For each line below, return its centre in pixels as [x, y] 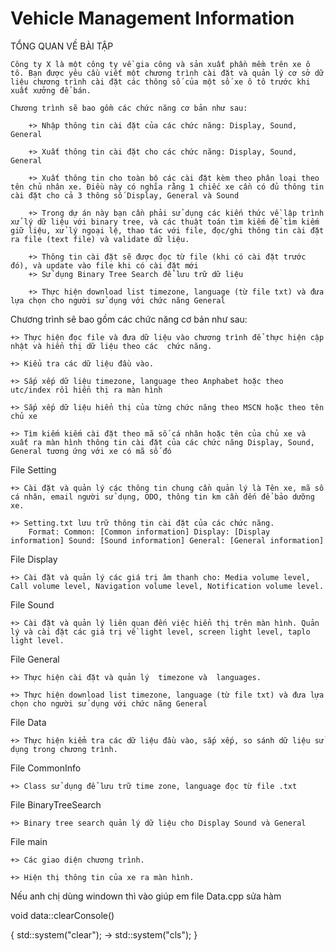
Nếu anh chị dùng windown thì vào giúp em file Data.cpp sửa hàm [146, 896]
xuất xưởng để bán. [51, 90]
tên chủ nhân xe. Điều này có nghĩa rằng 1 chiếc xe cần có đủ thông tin [167, 187]
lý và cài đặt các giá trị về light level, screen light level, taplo [160, 632]
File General [35, 659]
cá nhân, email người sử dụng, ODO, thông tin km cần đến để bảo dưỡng [162, 497]
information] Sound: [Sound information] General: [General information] [167, 540]
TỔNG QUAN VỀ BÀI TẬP [62, 46]
